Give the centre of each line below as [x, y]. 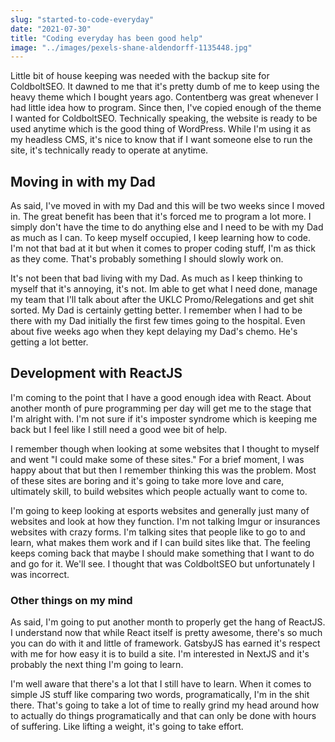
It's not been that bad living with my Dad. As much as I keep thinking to [156, 278]
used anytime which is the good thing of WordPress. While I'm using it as [161, 129]
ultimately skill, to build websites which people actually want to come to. [159, 491]
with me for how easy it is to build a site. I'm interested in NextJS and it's [160, 654]
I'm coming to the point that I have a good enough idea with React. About [161, 397]
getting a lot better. [49, 342]
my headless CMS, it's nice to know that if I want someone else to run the [161, 140]
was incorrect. [40, 574]
